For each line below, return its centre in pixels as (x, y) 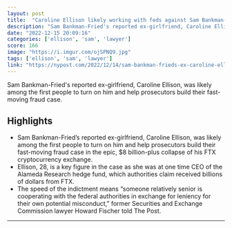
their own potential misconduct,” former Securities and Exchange (110, 204)
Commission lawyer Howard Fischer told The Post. (89, 211)
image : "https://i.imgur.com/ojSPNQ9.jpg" (69, 53)
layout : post (26, 13)
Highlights (30, 121)
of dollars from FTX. (46, 182)
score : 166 (23, 46)
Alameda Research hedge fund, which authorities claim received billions (120, 174)
